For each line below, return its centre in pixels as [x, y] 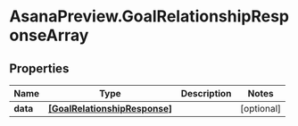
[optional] [261, 109]
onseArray [49, 35]
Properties [39, 68]
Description [206, 93]
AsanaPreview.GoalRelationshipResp [149, 17]
